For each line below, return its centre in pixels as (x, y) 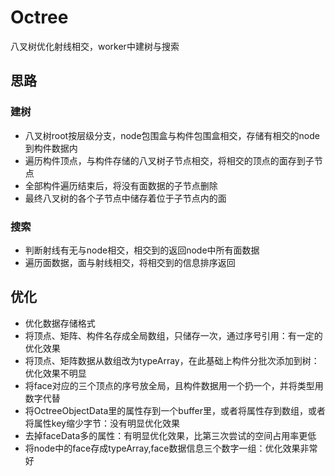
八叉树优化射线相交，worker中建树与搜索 (95, 46)
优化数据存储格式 (60, 323)
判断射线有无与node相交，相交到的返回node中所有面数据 (142, 250)
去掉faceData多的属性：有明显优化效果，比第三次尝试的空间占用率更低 (170, 435)
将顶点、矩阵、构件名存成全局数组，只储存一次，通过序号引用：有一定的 (173, 335)
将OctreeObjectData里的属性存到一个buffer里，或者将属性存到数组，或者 (175, 410)
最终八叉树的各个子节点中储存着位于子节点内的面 (125, 198)
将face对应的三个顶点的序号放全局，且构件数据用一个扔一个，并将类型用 (174, 385)
